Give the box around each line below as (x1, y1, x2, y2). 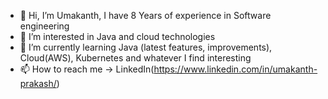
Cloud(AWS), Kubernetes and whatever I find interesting (19, 52, 252, 64)
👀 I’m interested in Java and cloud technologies (19, 31, 216, 42)
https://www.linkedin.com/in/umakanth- (153, 63, 318, 75)
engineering (19, 20, 70, 32)
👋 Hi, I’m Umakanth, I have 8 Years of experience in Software (19, 10, 272, 21)
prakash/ (19, 78, 57, 89)
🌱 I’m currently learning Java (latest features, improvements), (19, 41, 273, 53)
